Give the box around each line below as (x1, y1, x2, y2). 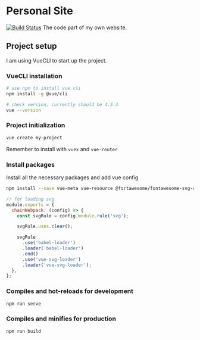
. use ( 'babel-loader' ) (21, 240, 76, 246)
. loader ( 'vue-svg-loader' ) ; (21, 262, 92, 268)
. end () (21, 251, 39, 257)
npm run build (6, 328, 42, 334)
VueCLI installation (6, 71, 62, 80)
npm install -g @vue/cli (6, 91, 68, 96)
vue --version (6, 107, 42, 113)
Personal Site (6, 4, 73, 18)
